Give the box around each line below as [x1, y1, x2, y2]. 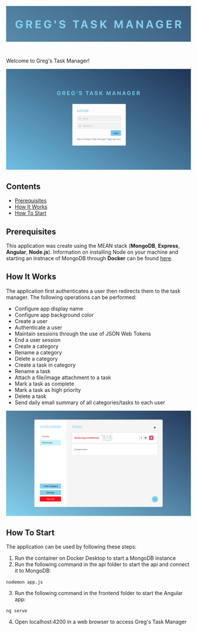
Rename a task [14, 367, 51, 374]
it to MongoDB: [14, 567, 52, 574]
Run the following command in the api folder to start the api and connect [14, 561, 190, 568]
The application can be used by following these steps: [6, 543, 137, 550]
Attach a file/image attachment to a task [14, 374, 111, 381]
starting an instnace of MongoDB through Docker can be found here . [6, 254, 173, 261]
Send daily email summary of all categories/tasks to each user [14, 398, 165, 406]
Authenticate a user [14, 324, 63, 331]
